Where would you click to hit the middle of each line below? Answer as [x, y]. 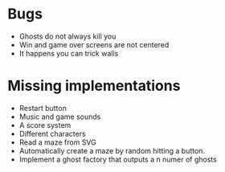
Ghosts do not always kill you [67, 36]
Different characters [52, 133]
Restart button [43, 108]
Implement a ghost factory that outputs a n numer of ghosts [118, 159]
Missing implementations [94, 86]
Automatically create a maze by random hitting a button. [112, 150]
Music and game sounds [60, 117]
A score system [45, 125]
